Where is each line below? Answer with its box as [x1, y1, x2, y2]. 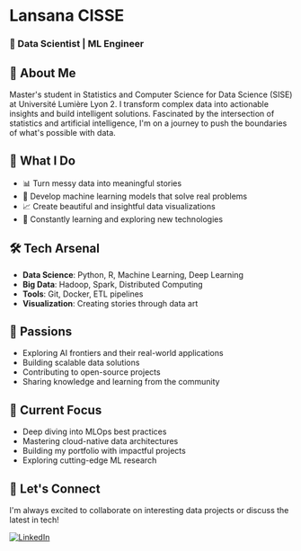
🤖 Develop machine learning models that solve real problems [22, 191, 248, 201]
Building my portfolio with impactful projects [22, 446, 186, 457]
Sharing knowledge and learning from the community [22, 377, 220, 387]
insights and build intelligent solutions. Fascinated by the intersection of [9, 108, 275, 119]
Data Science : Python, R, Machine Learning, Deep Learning [22, 269, 244, 280]
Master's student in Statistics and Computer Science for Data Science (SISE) [9, 89, 293, 100]
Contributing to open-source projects [22, 367, 161, 378]
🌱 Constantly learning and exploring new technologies [22, 213, 223, 225]
